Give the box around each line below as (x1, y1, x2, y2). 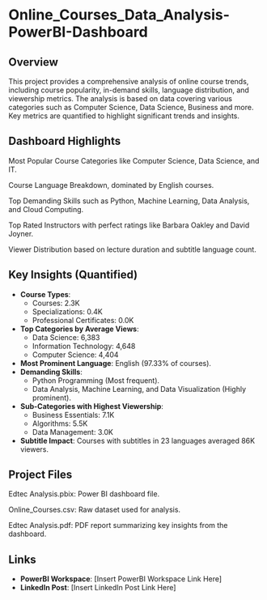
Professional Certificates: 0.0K (32, 315, 134, 325)
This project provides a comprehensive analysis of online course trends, (8, 77, 249, 86)
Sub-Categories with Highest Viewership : (19, 401, 164, 411)
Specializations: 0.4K (32, 306, 103, 317)
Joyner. (8, 228, 34, 238)
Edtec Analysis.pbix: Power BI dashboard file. (8, 489, 160, 499)
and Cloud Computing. (8, 204, 84, 214)
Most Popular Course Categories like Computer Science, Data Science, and (8, 155, 260, 165)
